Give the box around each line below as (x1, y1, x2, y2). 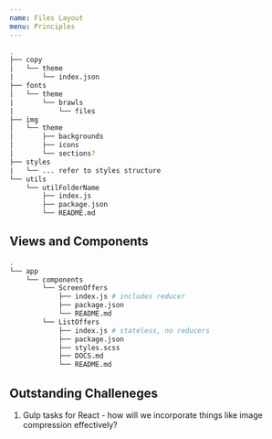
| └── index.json (9, 72, 100, 82)
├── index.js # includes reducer (58, 292, 185, 302)
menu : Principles (9, 22, 76, 31)
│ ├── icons (9, 141, 79, 150)
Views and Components (9, 234, 149, 250)
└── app (9, 266, 39, 275)
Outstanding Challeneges (9, 385, 158, 401)
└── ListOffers (42, 317, 100, 327)
